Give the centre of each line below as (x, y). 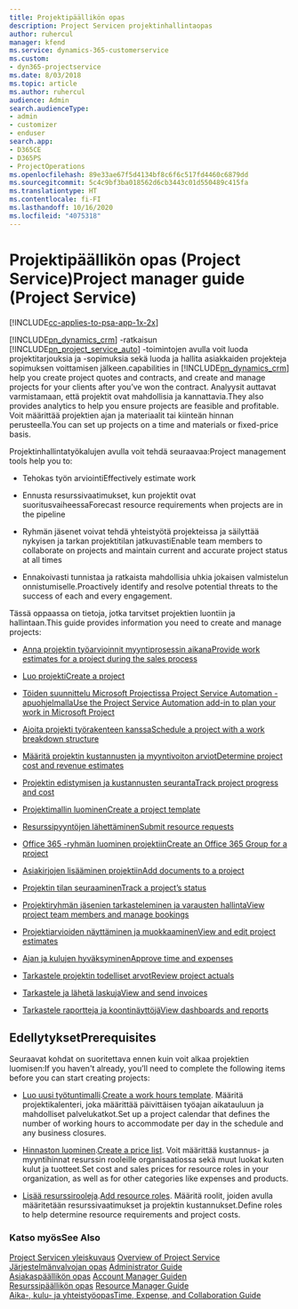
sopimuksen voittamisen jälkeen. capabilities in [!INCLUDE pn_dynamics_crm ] (149, 368)
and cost (38, 791)
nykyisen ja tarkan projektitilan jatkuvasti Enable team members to (142, 541)
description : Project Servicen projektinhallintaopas (111, 26)
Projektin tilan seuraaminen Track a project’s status (114, 887)
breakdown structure (60, 738)
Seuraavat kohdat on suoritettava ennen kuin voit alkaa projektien (129, 1059)
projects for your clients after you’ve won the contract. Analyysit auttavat (143, 387)
